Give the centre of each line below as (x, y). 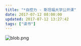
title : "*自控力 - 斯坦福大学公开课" (41, 10)
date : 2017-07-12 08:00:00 (34, 14)
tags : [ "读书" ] (21, 24)
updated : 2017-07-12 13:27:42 (37, 19)
